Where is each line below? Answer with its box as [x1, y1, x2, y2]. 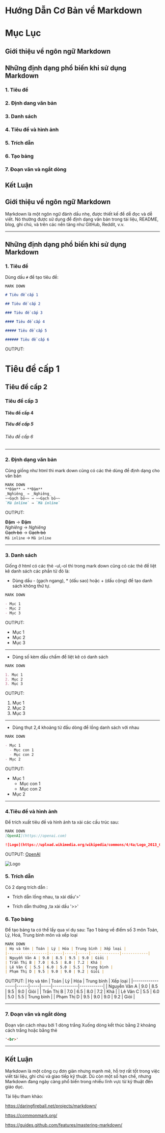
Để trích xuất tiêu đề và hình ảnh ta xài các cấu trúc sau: [5, 819, 119, 825]
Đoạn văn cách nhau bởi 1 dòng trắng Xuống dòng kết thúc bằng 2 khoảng [5, 1022, 156, 1028]
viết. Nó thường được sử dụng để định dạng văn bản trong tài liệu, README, [5, 216, 159, 222]
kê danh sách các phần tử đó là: [5, 568, 70, 574]
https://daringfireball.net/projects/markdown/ [5, 1103, 97, 1109]
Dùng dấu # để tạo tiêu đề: [5, 274, 59, 280]
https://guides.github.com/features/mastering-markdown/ [5, 1122, 123, 1128]
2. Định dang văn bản [5, 100, 57, 106]
